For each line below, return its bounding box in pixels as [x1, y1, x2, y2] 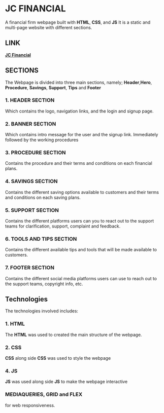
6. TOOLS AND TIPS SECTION [5, 235, 77, 242]
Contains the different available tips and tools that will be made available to [5, 247, 157, 253]
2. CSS [5, 344, 22, 351]
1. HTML [5, 320, 25, 327]
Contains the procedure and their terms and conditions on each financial [5, 160, 153, 166]
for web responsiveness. [5, 402, 55, 408]
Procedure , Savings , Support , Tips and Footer [5, 84, 101, 90]
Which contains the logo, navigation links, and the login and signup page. [5, 108, 154, 114]
